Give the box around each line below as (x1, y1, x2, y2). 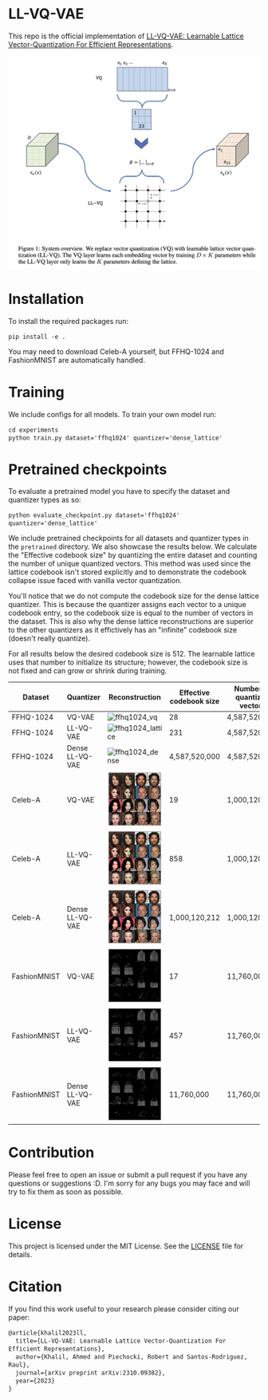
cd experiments (8, 426, 59, 434)
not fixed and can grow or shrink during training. (8, 666, 167, 676)
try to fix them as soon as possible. (8, 1187, 124, 1197)
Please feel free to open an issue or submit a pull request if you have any (8, 1170, 248, 1180)
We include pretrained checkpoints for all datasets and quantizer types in (8, 534, 249, 543)
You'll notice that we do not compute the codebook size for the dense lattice (8, 591, 259, 601)
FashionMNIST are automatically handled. (8, 355, 146, 365)
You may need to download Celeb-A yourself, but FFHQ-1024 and (8, 346, 225, 356)
